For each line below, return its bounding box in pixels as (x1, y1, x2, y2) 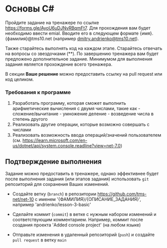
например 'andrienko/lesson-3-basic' (12, 201, 91, 208)
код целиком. (5, 76, 34, 82)
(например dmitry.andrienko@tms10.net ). (53, 36, 139, 42)
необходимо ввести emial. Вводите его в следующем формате (5, 30, 139, 36)
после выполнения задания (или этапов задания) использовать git (5, 176, 149, 182)
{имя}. (139, 30, 154, 36)
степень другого (12, 116, 48, 122)
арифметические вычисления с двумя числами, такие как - (12, 106, 141, 112)
